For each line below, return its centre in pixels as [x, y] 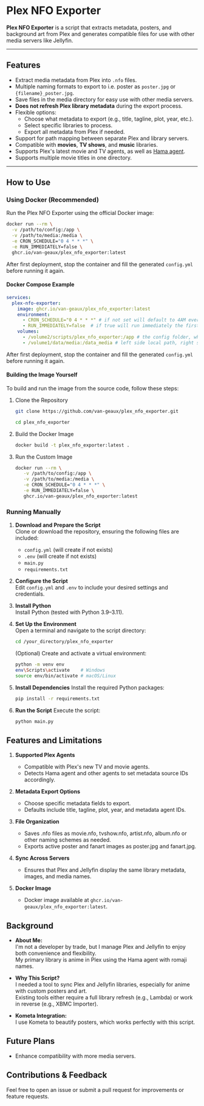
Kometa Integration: [41, 1016]
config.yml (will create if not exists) [69, 550]
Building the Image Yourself [42, 375]
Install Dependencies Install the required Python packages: [90, 687]
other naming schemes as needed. [67, 840]
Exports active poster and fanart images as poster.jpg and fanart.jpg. [110, 847]
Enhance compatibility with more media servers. [75, 1056]
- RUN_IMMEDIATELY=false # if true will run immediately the [103, 326]
